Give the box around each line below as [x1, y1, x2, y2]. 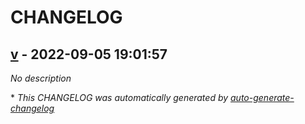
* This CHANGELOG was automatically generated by [10, 92, 229, 103]
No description [10, 72, 72, 84]
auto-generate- [230, 92, 295, 103]
